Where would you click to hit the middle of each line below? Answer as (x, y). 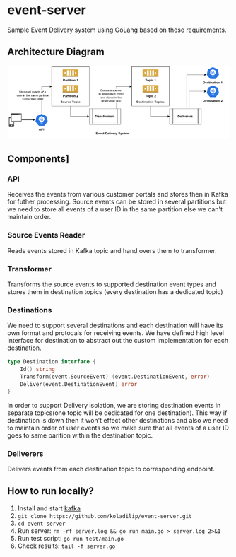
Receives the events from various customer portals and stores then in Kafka (118, 194)
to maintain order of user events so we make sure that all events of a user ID (118, 428)
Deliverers (25, 453)
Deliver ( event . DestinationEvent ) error (79, 384)
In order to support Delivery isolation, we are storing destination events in (114, 405)
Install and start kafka (49, 508)
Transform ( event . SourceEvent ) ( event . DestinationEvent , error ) (115, 377)
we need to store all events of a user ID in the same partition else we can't (115, 209)
